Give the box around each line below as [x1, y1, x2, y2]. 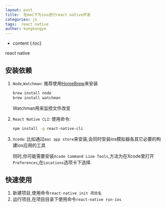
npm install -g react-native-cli [12, 126, 84, 131]
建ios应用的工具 [12, 142, 46, 148]
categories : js [5, 17, 37, 22]
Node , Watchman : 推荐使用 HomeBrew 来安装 [12, 80, 98, 86]
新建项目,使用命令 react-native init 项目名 [12, 190, 102, 196]
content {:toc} [12, 40, 42, 46]
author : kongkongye [5, 26, 47, 31]
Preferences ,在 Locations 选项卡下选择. [12, 159, 92, 165]
